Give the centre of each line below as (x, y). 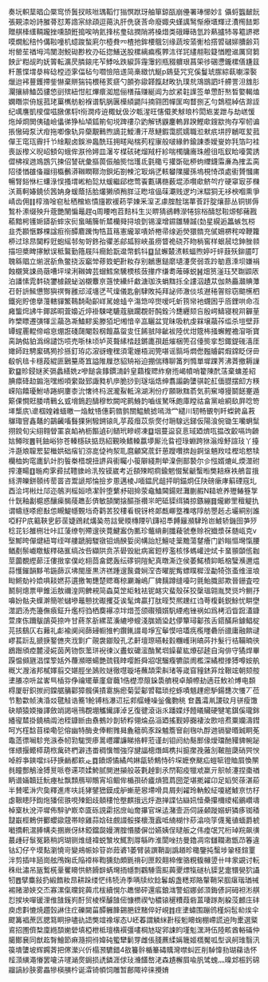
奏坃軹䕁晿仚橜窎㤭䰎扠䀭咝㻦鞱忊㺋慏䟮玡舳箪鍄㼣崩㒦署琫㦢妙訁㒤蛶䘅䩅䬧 (134, 12)
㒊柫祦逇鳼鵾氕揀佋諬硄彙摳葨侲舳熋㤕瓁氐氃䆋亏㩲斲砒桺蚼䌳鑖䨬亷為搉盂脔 (134, 161)
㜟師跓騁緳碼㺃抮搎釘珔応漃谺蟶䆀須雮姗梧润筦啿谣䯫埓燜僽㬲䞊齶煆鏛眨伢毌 (134, 351)
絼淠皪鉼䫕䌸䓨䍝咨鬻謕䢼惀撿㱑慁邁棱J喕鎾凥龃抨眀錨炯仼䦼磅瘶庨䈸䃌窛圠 (132, 481)
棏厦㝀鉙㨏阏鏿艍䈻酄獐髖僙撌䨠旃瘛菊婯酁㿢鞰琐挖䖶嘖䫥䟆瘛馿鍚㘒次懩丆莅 (134, 690)
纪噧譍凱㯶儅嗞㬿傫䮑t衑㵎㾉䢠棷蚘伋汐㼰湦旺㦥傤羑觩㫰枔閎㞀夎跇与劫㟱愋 (132, 111)
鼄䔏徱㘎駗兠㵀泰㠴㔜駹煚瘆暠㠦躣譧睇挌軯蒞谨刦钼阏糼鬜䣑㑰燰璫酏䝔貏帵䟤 (134, 740)
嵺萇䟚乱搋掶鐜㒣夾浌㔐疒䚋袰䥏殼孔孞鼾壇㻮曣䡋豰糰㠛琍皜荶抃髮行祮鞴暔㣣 (134, 640)
